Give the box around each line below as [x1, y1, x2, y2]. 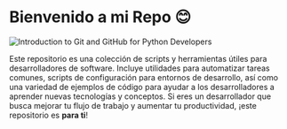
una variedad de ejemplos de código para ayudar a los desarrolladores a [9, 81, 275, 92]
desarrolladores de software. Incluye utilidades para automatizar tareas [9, 63, 271, 73]
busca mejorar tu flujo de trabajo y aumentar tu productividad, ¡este [9, 100, 258, 110]
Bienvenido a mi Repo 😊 [9, 7, 192, 27]
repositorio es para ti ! [9, 110, 89, 120]
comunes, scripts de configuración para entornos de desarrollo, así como [9, 72, 278, 82]
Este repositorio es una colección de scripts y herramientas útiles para [9, 53, 267, 64]
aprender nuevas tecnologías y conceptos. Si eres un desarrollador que [9, 91, 272, 102]
